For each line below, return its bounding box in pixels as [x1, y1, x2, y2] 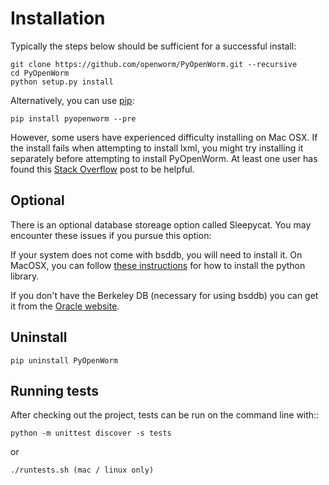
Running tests [10, 382, 100, 399]
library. [10, 270, 40, 282]
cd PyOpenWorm [10, 68, 70, 78]
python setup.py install [10, 77, 114, 87]
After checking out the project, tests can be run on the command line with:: [10, 409, 320, 421]
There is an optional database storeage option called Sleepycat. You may [10, 218, 312, 231]
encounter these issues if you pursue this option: [10, 229, 212, 241]
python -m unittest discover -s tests [10, 428, 172, 439]
